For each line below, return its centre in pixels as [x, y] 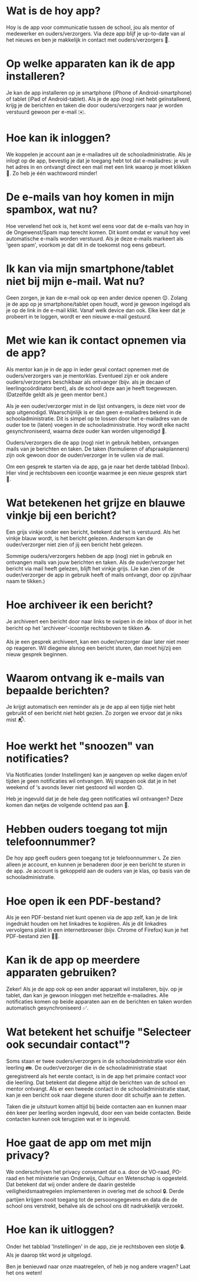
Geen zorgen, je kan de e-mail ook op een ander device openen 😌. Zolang [97, 297]
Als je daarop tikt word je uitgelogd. [49, 1255]
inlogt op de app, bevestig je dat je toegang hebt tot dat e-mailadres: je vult [98, 160]
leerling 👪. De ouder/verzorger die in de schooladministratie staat [87, 1068]
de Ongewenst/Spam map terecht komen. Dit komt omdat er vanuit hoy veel [98, 232]
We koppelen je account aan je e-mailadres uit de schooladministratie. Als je [99, 154]
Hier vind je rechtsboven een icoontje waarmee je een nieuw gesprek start [97, 473]
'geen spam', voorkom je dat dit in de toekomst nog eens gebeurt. [86, 245]
